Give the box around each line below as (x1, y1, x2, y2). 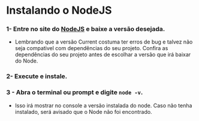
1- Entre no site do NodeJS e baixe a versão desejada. (6, 25, 165, 33)
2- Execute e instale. (6, 72, 68, 80)
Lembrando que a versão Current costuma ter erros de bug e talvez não (14, 38, 193, 45)
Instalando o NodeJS (6, 4, 112, 17)
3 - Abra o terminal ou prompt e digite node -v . (6, 88, 143, 97)
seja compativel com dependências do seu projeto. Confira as (14, 45, 168, 52)
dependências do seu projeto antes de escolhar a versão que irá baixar (14, 51, 191, 58)
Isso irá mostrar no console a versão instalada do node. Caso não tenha (14, 102, 192, 109)
